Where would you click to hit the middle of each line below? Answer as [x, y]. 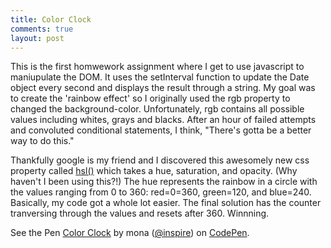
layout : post [37, 38]
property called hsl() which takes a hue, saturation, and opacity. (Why [154, 171]
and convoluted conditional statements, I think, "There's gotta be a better [161, 130]
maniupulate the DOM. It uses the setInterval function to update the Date [160, 77]
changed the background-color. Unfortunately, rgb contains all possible [157, 109]
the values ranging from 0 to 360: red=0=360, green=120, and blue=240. [161, 192]
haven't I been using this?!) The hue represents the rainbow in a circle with [164, 182]
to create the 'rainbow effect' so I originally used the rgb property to [150, 98]
